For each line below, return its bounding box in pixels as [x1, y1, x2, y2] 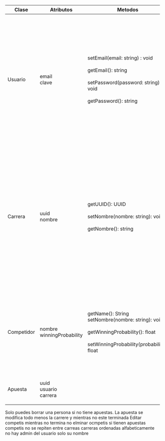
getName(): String [87, 310, 129, 317]
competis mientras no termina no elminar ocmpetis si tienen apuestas [5, 420, 146, 426]
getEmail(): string [87, 67, 128, 73]
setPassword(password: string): [87, 79, 161, 86]
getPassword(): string [87, 98, 137, 104]
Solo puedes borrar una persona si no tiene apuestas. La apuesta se [5, 410, 143, 415]
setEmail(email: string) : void [87, 55, 153, 61]
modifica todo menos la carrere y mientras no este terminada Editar [5, 415, 142, 420]
